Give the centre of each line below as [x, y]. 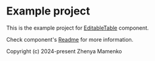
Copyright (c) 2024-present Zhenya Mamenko [64, 51]
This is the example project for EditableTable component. [77, 28]
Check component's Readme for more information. [70, 39]
